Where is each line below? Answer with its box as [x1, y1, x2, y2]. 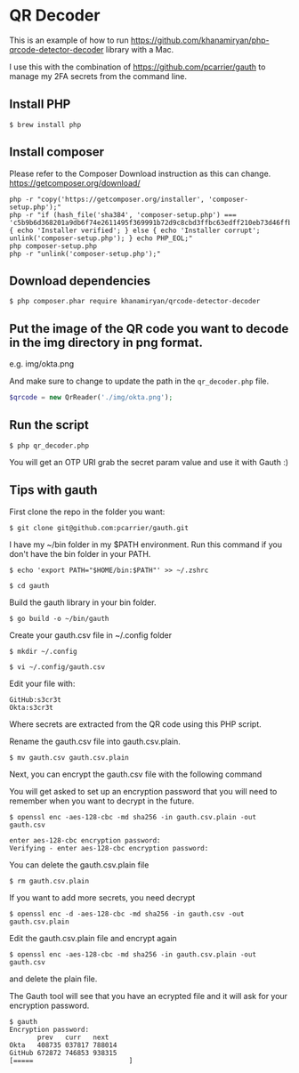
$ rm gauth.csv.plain [9, 876, 90, 885]
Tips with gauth [9, 482, 98, 498]
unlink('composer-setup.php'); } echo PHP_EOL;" [9, 233, 193, 243]
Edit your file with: [9, 678, 76, 689]
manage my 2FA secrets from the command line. [9, 70, 188, 81]
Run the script [9, 417, 89, 432]
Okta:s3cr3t [9, 703, 53, 712]
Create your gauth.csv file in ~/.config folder [9, 629, 173, 641]
